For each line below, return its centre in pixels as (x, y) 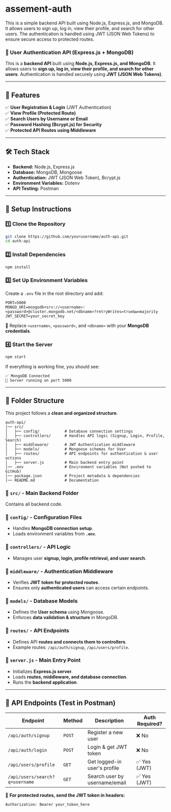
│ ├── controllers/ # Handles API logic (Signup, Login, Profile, (85, 436)
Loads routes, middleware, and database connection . (70, 677)
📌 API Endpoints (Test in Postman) (61, 703)
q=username (21, 782)
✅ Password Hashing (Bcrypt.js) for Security (53, 125)
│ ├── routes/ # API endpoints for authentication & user (82, 454)
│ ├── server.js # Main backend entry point (65, 462)
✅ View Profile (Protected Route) (41, 113)
